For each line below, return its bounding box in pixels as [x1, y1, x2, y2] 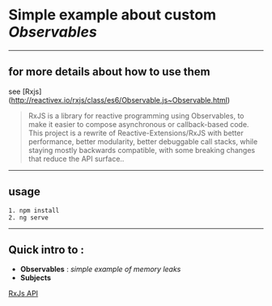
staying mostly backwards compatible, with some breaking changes [28, 145, 256, 155]
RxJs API [8, 289, 39, 299]
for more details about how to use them [8, 65, 210, 79]
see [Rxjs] [8, 87, 42, 96]
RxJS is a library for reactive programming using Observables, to [28, 111, 244, 121]
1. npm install [8, 206, 60, 215]
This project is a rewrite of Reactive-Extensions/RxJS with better [28, 128, 244, 138]
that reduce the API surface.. [28, 154, 125, 164]
